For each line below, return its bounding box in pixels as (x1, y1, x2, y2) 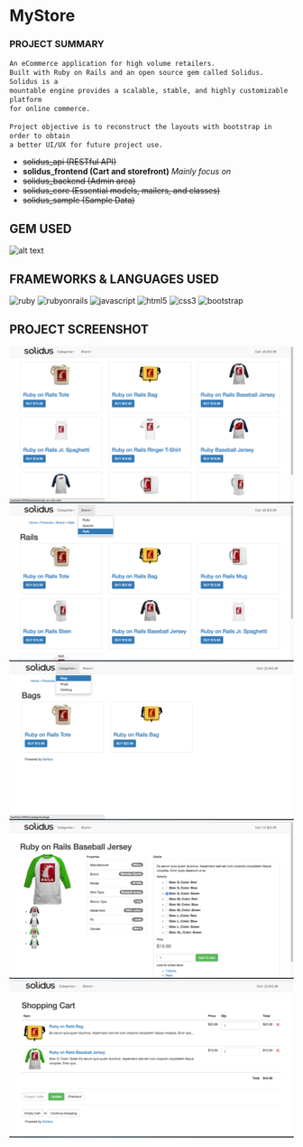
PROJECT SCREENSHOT (9, 322, 149, 337)
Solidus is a (9, 78, 59, 87)
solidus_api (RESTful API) (22, 156, 117, 167)
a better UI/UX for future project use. (9, 141, 164, 150)
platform (9, 96, 42, 105)
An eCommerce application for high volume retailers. (9, 60, 216, 69)
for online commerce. (9, 105, 91, 114)
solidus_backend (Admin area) (22, 175, 136, 186)
